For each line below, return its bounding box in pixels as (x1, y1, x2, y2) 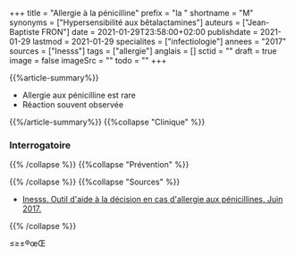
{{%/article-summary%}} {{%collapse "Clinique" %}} (9, 116, 206, 127)
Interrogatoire (9, 139, 72, 151)
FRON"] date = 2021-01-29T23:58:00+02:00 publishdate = (41, 27, 258, 37)
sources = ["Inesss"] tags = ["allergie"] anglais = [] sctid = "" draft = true (9, 46, 277, 56)
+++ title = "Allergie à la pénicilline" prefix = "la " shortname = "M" (9, 8, 254, 18)
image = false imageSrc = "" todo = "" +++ (9, 55, 167, 65)
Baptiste (9, 27, 40, 37)
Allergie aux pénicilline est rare (21, 90, 136, 100)
